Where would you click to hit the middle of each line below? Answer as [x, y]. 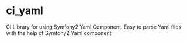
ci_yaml [25, 11]
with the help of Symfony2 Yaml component [59, 33]
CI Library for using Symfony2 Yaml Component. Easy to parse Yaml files [94, 27]
